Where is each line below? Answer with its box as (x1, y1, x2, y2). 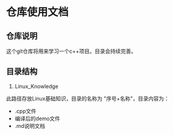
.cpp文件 (14, 107, 37, 114)
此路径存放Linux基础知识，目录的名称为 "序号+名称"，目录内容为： (6, 95, 169, 102)
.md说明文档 (14, 122, 46, 129)
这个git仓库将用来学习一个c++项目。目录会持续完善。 (6, 48, 137, 54)
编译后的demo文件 (14, 115, 60, 122)
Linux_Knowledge (14, 82, 59, 89)
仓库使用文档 (6, 5, 69, 19)
